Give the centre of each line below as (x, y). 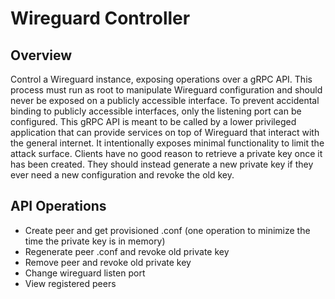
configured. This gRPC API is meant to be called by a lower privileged (153, 121)
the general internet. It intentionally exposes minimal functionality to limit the (167, 143)
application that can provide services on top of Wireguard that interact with (165, 132)
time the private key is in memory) (95, 241)
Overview (41, 55)
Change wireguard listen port (85, 273)
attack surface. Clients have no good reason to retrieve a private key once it (166, 153)
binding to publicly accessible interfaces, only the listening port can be (156, 111)
